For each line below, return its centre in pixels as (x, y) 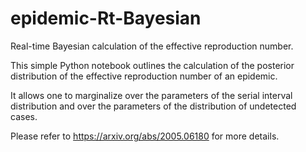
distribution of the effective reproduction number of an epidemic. (144, 76)
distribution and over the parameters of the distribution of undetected (153, 106)
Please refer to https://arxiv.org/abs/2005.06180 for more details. (145, 136)
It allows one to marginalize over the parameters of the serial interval (151, 95)
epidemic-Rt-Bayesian (106, 18)
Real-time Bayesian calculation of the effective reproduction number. (152, 46)
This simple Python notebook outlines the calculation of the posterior (152, 65)
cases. (24, 116)
